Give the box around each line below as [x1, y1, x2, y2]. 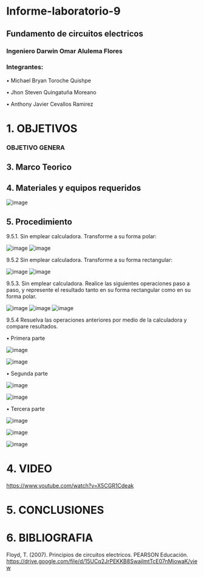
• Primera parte [6, 334, 46, 342]
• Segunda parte [6, 370, 49, 377]
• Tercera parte [6, 405, 45, 412]
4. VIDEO [6, 462, 53, 475]
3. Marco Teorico [6, 162, 72, 173]
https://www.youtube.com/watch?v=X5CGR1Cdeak [6, 482, 134, 489]
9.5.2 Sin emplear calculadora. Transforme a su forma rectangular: [6, 256, 173, 263]
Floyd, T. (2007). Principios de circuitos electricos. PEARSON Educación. [6, 551, 188, 558]
